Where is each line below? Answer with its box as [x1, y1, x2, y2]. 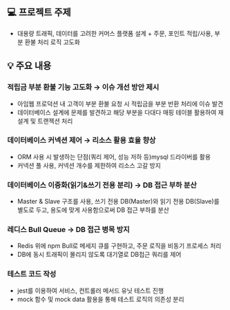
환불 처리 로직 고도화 [24, 37, 81, 46]
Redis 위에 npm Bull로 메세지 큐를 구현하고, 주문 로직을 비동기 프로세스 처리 [17, 242, 222, 250]
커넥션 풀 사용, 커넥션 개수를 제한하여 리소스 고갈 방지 [17, 161, 161, 169]
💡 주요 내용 [7, 60, 52, 72]
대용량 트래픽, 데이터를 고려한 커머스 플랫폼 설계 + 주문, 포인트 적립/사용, [17, 29, 213, 37]
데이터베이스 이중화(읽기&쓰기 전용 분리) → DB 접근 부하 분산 [7, 180, 197, 190]
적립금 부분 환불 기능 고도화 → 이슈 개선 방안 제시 [7, 82, 160, 92]
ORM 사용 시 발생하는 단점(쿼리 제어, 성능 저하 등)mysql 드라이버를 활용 [17, 153, 211, 161]
